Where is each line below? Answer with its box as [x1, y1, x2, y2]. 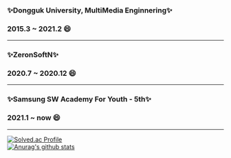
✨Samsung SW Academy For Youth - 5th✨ [7, 95, 152, 104]
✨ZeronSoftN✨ [7, 50, 59, 60]
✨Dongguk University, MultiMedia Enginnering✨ [7, 6, 173, 15]
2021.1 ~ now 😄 [7, 113, 60, 123]
